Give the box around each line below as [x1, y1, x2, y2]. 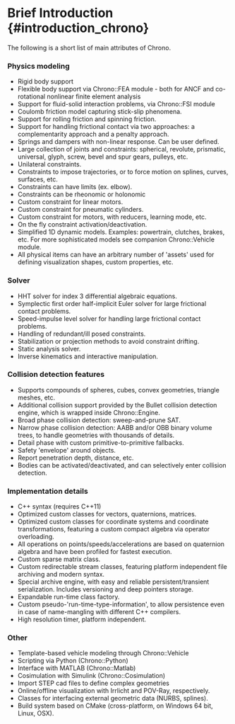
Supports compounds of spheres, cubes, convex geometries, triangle [17, 385, 220, 394]
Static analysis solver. [17, 344, 81, 353]
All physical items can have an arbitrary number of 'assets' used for [17, 250, 215, 259]
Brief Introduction [7, 5, 114, 21]
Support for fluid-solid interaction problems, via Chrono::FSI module [17, 100, 215, 108]
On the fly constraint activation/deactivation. [17, 220, 147, 229]
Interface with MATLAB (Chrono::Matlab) [17, 664, 136, 672]
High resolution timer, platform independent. [17, 615, 147, 624]
